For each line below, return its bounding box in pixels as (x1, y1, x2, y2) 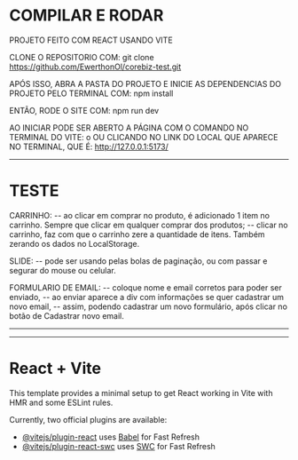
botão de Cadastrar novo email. (9, 310, 124, 321)
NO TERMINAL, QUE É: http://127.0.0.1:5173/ (9, 141, 169, 152)
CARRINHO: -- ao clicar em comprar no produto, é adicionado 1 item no (9, 210, 271, 220)
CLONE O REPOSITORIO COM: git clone (9, 52, 154, 62)
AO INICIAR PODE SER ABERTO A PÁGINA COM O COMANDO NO (9, 122, 249, 133)
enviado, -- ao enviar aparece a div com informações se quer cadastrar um (9, 291, 285, 302)
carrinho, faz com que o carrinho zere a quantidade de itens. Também (9, 228, 265, 240)
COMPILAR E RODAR (9, 5, 164, 26)
